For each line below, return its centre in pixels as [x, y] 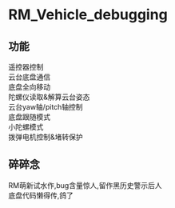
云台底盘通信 [29, 77]
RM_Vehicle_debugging [88, 15]
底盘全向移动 [29, 87]
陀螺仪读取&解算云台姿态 [49, 97]
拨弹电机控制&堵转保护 [46, 137]
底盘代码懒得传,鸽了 [41, 195]
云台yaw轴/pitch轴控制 [46, 107]
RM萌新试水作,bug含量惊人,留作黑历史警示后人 [85, 185]
